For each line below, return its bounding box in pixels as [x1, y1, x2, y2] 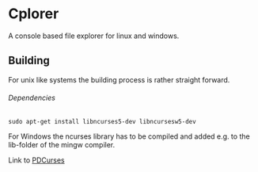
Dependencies [8, 93, 55, 103]
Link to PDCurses [8, 155, 65, 165]
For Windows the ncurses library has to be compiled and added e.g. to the [8, 132, 251, 141]
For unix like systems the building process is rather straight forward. [8, 75, 230, 84]
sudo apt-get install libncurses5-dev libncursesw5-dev [8, 117, 196, 125]
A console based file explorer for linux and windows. [8, 31, 180, 40]
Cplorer [8, 5, 59, 23]
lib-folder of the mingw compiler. [8, 140, 116, 149]
